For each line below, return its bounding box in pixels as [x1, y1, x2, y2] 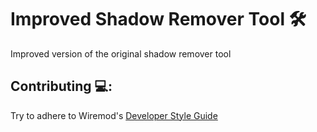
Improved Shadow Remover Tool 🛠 [10, 8, 307, 31]
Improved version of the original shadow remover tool [10, 47, 232, 60]
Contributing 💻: [10, 78, 113, 95]
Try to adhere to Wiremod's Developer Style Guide [10, 109, 218, 121]
